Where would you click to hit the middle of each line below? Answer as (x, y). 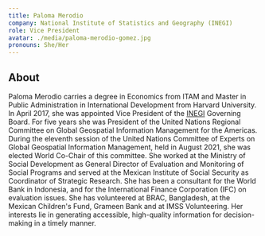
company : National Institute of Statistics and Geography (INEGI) (121, 23)
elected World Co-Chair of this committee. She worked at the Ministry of (127, 155)
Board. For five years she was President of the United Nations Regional (125, 122)
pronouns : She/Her (39, 45)
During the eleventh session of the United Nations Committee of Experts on (132, 138)
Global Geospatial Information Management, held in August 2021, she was (129, 147)
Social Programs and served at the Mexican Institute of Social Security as (129, 172)
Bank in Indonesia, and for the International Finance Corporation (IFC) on (127, 189)
